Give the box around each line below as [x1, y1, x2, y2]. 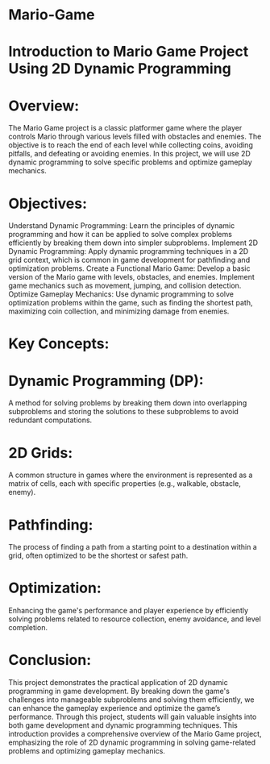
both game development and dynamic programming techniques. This [8, 720, 238, 730]
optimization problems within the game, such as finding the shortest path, [8, 298, 253, 308]
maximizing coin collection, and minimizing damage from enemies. [8, 306, 230, 316]
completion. [8, 623, 48, 633]
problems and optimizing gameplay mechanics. [8, 746, 165, 756]
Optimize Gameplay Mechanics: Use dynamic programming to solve [8, 289, 235, 299]
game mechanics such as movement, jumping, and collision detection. [8, 280, 242, 291]
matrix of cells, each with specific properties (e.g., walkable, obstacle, [8, 479, 242, 488]
